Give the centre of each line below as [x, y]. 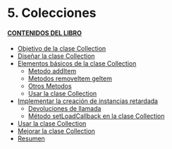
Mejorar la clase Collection [56, 131]
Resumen [31, 138]
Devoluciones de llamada [64, 109]
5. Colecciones [52, 13]
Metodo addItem [52, 71]
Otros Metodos [50, 86]
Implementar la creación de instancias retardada [88, 101]
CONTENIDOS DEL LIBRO [45, 32]
